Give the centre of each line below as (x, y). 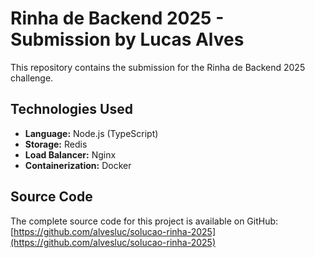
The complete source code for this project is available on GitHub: (144, 221)
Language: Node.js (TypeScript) (91, 133)
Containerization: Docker (78, 165)
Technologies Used (71, 109)
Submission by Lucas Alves (127, 39)
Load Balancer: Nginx (70, 154)
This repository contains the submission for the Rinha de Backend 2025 (158, 67)
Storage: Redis (56, 144)
